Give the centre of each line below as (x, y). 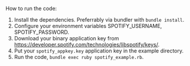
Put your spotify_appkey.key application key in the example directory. (99, 51)
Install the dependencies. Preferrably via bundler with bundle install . (99, 20)
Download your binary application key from (66, 38)
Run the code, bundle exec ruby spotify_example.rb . (79, 57)
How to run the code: (31, 8)
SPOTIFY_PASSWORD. (41, 32)
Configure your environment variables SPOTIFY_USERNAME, (88, 26)
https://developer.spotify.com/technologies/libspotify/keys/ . (87, 44)
